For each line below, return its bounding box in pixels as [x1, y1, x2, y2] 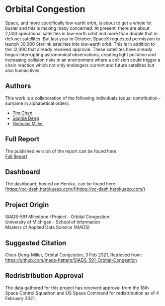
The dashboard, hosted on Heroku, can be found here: [5, 181, 117, 187]
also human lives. [5, 67, 41, 73]
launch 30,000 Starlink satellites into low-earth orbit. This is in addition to [5, 41, 155, 47]
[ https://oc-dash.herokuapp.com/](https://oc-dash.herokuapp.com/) [5, 186, 146, 192]
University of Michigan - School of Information [5, 219, 100, 225]
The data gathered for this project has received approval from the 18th [5, 285, 149, 291]
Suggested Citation [5, 238, 67, 247]
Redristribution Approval [5, 272, 83, 280]
